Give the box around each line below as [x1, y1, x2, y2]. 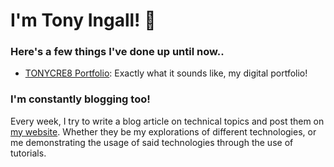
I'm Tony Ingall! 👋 [10, 9, 157, 32]
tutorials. [10, 147, 47, 159]
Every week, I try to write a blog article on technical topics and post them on [10, 115, 325, 127]
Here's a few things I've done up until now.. [10, 45, 225, 59]
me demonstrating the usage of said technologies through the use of [10, 136, 294, 148]
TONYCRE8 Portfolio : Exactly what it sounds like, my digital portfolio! [24, 67, 308, 79]
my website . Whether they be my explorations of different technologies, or [10, 125, 317, 138]
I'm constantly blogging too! [10, 92, 151, 106]
